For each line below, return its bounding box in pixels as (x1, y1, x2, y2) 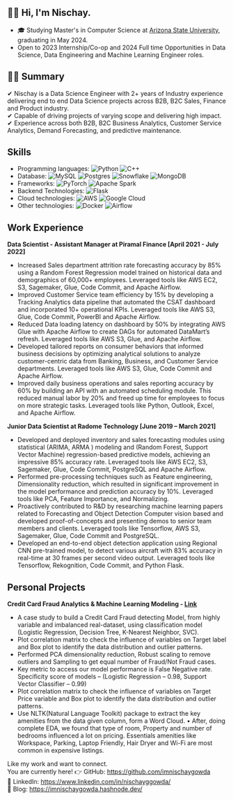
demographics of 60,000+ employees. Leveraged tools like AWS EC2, (17, 276, 218, 284)
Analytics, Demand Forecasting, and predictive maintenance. (7, 126, 182, 134)
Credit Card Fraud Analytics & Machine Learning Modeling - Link (7, 600, 198, 608)
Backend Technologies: (17, 187, 85, 195)
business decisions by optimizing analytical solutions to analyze (17, 350, 201, 358)
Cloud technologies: (17, 194, 75, 202)
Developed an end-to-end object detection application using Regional (17, 539, 218, 548)
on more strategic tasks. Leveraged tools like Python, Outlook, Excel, (17, 401, 215, 410)
